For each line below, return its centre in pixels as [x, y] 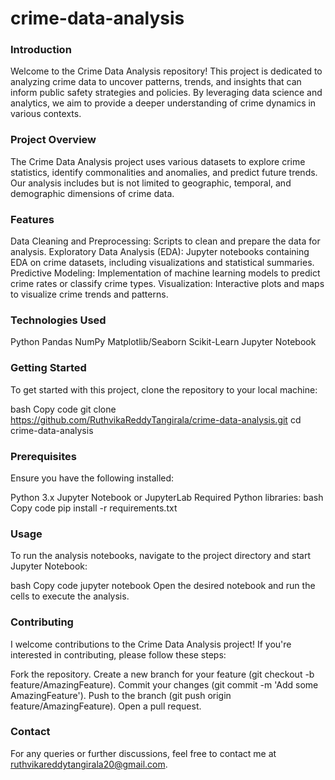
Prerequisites [43, 456]
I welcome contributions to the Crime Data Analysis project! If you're [151, 644]
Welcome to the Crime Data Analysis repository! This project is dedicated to [166, 71]
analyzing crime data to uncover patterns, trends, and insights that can [156, 82]
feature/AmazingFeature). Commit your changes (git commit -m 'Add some [164, 684]
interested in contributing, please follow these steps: [118, 654]
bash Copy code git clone [63, 409]
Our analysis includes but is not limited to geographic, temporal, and [151, 183]
